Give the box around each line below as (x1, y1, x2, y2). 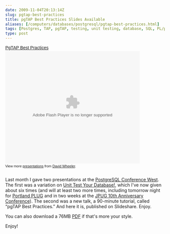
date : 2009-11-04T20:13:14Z (5, 7, 65, 13)
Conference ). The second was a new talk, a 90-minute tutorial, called (5, 198, 150, 204)
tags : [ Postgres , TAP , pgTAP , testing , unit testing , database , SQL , (5, 26, 155, 31)
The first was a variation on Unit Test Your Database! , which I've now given (5, 182, 162, 188)
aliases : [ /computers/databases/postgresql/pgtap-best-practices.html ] (5, 21, 159, 27)
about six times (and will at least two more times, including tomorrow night (5, 187, 160, 193)
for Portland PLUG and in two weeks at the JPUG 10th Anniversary (5, 193, 144, 199)
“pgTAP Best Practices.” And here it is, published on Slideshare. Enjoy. (5, 204, 152, 209)
